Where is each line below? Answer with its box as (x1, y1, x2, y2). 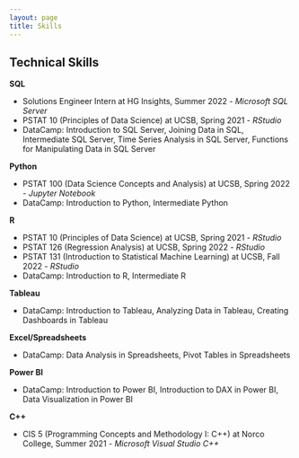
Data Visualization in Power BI (22, 394, 133, 405)
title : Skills (9, 22, 63, 31)
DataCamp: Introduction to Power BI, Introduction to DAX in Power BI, (22, 384, 279, 395)
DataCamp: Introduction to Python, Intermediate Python (22, 198, 229, 208)
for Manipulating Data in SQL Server (22, 144, 156, 154)
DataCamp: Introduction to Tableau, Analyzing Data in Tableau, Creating (22, 305, 289, 316)
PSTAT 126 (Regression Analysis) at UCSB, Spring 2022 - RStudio (22, 242, 266, 252)
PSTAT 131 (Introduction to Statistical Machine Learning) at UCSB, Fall (22, 251, 280, 262)
